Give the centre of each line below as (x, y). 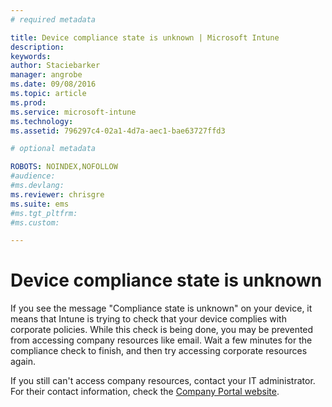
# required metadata (53, 19)
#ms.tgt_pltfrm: (44, 213)
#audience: (33, 176)
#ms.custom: (35, 222)
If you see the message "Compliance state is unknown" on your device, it (161, 308)
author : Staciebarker (55, 66)
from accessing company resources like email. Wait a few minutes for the (161, 340)
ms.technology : (42, 121)
